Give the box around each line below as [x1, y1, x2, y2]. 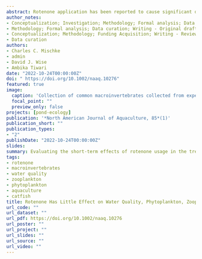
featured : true [6, 82, 44, 88]
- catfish [6, 193, 31, 199]
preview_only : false [11, 103, 63, 110]
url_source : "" [6, 238, 44, 244]
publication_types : [6, 126, 55, 132]
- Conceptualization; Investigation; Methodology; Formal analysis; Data [6, 20, 195, 26]
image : [6, 87, 23, 93]
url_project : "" [6, 227, 47, 233]
